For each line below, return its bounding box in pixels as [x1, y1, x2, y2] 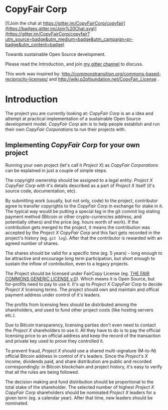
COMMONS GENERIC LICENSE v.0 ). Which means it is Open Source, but [5, 275, 155, 282]
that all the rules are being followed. [5, 369, 79, 375]
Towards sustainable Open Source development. [5, 51, 106, 57]
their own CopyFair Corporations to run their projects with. [5, 126, 126, 132]
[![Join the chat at [5, 20, 42, 26]
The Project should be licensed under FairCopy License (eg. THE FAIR [5, 270, 149, 276]
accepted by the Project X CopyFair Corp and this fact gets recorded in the [5, 230, 160, 236]
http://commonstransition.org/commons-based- [62, 70, 161, 76]
